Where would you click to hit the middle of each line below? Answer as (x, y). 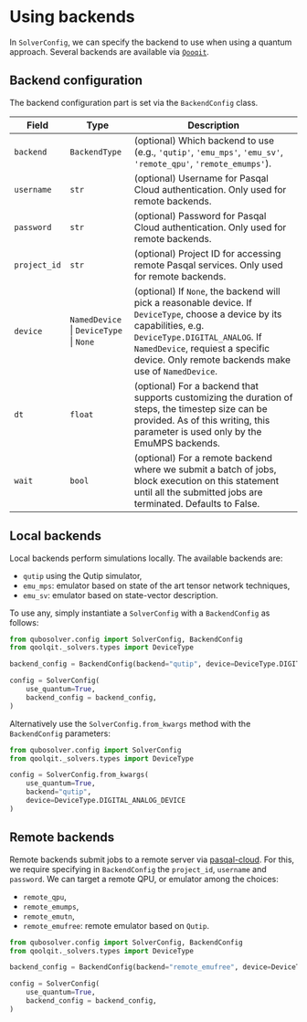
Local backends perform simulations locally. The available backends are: (146, 558)
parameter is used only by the (198, 431)
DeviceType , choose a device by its (208, 314)
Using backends (72, 17)
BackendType (95, 152)
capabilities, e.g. (169, 325)
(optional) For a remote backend (203, 458)
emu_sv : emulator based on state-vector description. (120, 595)
